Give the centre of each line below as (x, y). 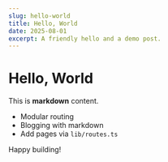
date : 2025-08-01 (38, 31)
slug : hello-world (39, 16)
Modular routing (47, 117)
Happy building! (35, 150)
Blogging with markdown (62, 126)
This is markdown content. (54, 101)
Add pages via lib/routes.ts (69, 134)
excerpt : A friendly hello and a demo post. (85, 38)
